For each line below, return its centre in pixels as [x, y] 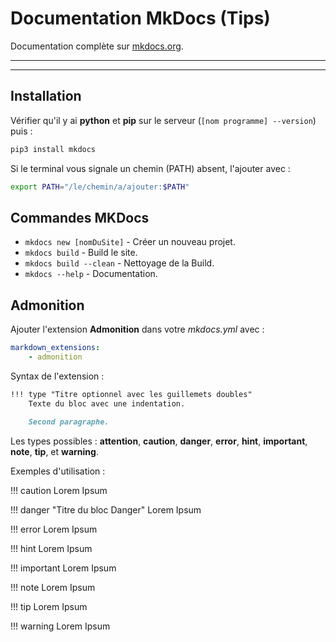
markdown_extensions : [55, 348]
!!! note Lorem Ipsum [53, 587]
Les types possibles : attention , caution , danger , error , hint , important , [159, 441]
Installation [46, 96]
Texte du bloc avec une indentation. [107, 403]
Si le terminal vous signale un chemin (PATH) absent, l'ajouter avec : [150, 168]
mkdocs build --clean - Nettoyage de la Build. [119, 263]
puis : [21, 131]
